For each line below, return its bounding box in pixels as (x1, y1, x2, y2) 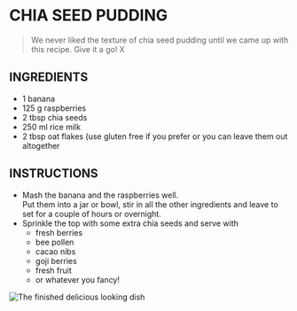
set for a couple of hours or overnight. (21, 208, 161, 219)
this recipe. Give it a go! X (30, 43, 126, 54)
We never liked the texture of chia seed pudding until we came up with (30, 35, 289, 45)
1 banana (21, 93, 56, 104)
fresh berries (35, 227, 83, 237)
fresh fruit (35, 265, 73, 276)
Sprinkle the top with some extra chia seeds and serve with (21, 218, 239, 229)
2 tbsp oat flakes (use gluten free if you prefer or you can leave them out (21, 130, 288, 142)
